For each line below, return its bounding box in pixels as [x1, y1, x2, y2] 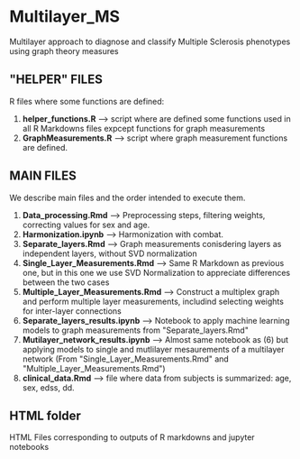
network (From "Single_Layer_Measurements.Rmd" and [22, 353, 230, 364]
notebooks [9, 442, 50, 453]
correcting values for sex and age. [22, 219, 150, 230]
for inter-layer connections [22, 305, 122, 317]
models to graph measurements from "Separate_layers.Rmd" [22, 325, 250, 335]
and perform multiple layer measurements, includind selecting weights [22, 296, 284, 307]
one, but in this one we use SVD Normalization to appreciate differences [22, 267, 291, 278]
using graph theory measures [9, 45, 119, 56]
